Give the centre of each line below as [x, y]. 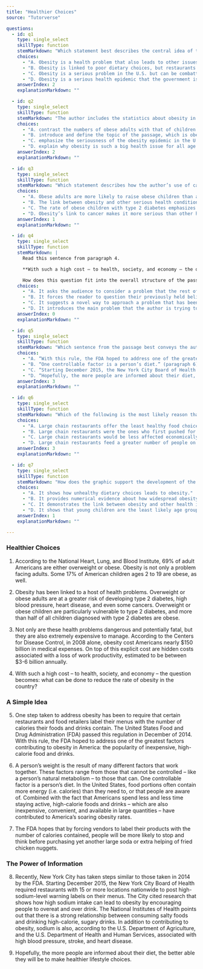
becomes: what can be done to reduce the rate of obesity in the [94, 680]
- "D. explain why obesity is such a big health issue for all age [109, 147]
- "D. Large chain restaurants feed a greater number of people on [109, 443]
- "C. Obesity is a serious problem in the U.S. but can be [99, 73]
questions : [20, 28]
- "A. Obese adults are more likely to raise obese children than [108, 197]
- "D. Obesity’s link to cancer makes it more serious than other [108, 213]
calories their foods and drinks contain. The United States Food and [99, 728]
